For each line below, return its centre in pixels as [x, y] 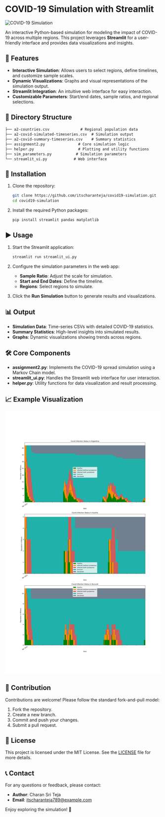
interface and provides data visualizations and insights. [78, 42]
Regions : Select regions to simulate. [57, 286]
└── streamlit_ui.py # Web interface [56, 159]
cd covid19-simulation [36, 201]
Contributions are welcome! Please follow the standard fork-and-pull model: [82, 699]
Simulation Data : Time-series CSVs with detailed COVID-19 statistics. [83, 327]
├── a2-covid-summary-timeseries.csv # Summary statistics [70, 139]
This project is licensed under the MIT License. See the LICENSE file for [78, 752]
